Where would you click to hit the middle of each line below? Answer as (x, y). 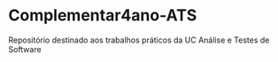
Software (25, 49)
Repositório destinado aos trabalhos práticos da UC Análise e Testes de (139, 40)
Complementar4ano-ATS (103, 15)
